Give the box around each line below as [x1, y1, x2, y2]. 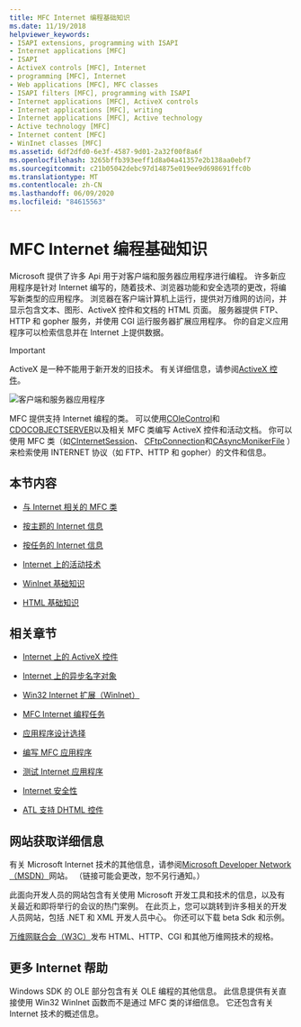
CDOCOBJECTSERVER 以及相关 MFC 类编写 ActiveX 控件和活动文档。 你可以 [9, 424, 293, 435]
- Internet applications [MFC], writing [9, 105, 164, 114]
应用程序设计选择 [22, 728, 86, 739]
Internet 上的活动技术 [22, 559, 102, 569]
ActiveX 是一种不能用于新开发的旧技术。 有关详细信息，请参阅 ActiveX [9, 363, 268, 374]
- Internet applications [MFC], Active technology [9, 114, 203, 123]
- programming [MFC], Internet [9, 72, 127, 81]
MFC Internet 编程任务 [22, 709, 105, 720]
